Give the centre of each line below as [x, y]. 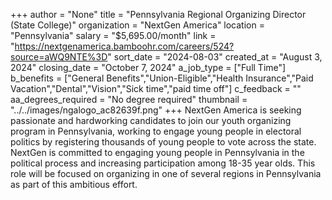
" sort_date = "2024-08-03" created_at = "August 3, [215, 57]
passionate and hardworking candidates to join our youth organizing [151, 120]
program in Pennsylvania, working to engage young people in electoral [156, 131]
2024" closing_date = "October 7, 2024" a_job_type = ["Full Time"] [148, 67]
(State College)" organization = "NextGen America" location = [137, 25]
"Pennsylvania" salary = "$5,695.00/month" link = [113, 35]
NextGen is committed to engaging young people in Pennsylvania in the [157, 152]
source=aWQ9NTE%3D [59, 57]
